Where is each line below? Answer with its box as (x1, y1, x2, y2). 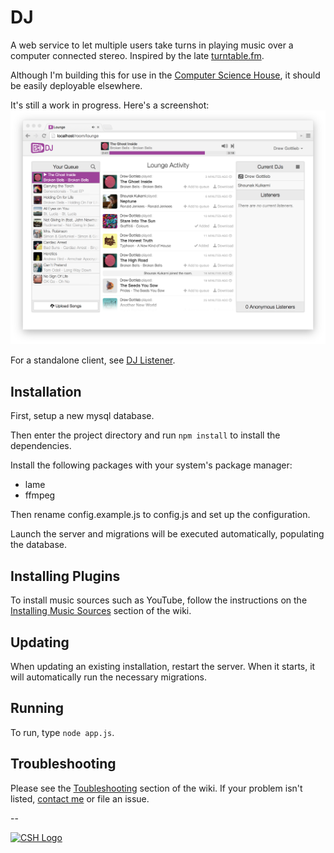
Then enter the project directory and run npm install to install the (10, 429, 281, 441)
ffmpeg (24, 489, 56, 501)
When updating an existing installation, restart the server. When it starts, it (10, 660, 316, 672)
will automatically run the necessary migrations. (10, 671, 207, 683)
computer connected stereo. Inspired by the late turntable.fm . (10, 49, 265, 61)
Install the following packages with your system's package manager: (10, 459, 293, 471)
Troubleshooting (10, 756, 117, 773)
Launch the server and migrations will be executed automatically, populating (10, 528, 325, 540)
